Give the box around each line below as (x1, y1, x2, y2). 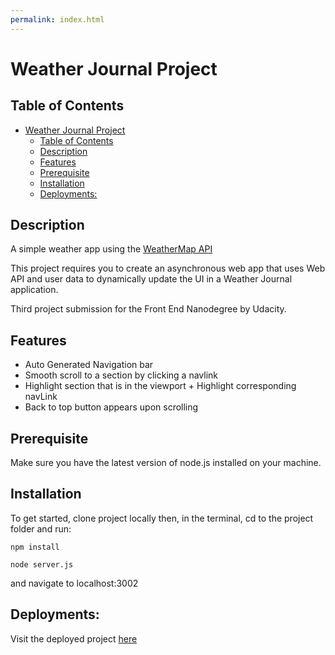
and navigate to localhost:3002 (10, 577, 139, 589)
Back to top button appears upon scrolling (24, 401, 199, 413)
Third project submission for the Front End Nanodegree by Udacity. (10, 303, 287, 315)
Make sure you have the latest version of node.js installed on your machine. (10, 457, 322, 469)
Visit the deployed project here (10, 632, 138, 645)
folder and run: (10, 522, 72, 535)
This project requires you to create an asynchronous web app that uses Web (10, 262, 326, 275)
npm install (10, 542, 60, 552)
